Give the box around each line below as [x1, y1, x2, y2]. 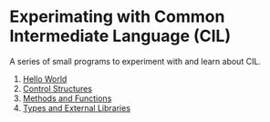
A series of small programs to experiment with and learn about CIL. [9, 56, 262, 66]
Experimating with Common [9, 6, 225, 27]
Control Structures [22, 83, 93, 94]
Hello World [22, 73, 67, 84]
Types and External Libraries [22, 102, 130, 113]
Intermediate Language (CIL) [9, 25, 231, 46]
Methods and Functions [22, 93, 112, 104]
